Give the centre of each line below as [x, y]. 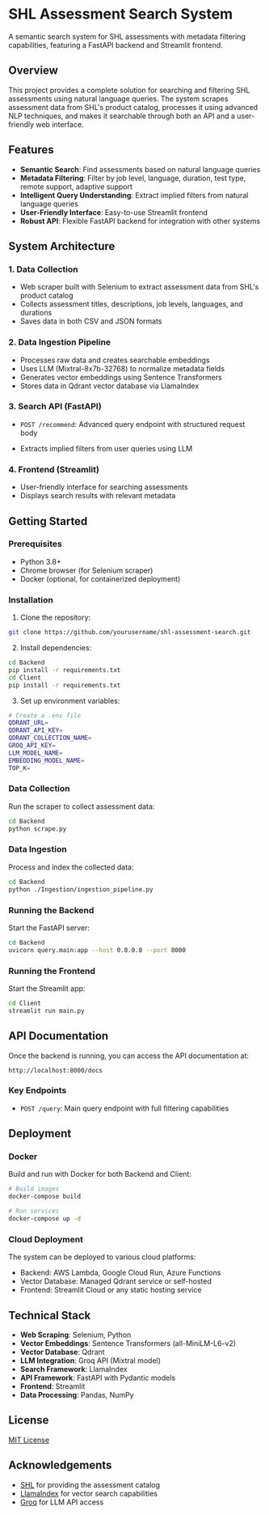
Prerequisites [35, 544]
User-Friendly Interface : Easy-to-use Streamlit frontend [114, 212]
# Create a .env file [45, 715]
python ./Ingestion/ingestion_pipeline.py [81, 889]
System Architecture [62, 246]
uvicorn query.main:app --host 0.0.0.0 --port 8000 [97, 950]
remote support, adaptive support [76, 186]
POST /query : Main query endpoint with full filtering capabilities [124, 1108]
